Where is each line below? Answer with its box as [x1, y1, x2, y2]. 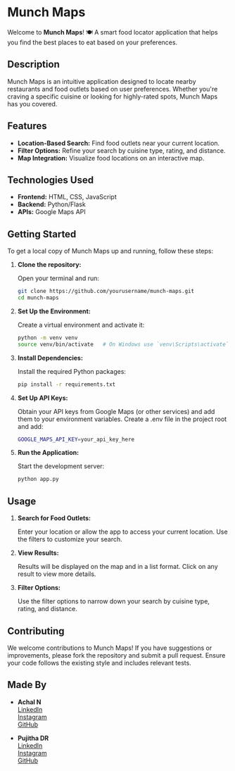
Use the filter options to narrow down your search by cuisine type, [17, 597, 210, 606]
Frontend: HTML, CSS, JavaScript [17, 193, 118, 201]
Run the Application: [17, 449, 80, 457]
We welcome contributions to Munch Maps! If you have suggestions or [7, 644, 212, 652]
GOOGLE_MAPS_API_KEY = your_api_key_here [17, 436, 135, 443]
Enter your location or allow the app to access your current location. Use [17, 527, 228, 536]
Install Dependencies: [17, 353, 83, 362]
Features [7, 120, 47, 132]
